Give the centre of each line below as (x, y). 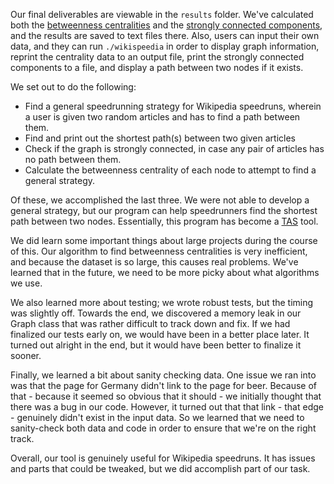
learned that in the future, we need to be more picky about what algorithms (165, 272)
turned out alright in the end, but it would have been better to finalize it (156, 345)
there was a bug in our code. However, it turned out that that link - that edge (167, 407)
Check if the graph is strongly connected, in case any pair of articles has (174, 148)
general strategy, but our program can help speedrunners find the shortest (164, 210)
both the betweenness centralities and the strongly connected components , (166, 25)
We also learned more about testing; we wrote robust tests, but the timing (162, 302)
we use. (26, 283)
